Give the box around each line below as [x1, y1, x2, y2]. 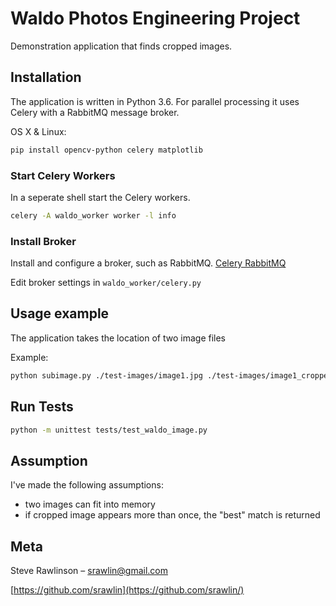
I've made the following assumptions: [10, 479, 164, 491]
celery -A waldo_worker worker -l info [10, 210, 177, 221]
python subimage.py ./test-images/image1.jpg [10, 370, 203, 381]
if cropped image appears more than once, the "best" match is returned [24, 509, 321, 521]
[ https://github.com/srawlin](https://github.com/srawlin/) [10, 584, 245, 596]
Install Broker [10, 234, 77, 248]
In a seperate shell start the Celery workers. [10, 191, 191, 203]
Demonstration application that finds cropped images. [10, 40, 233, 52]
